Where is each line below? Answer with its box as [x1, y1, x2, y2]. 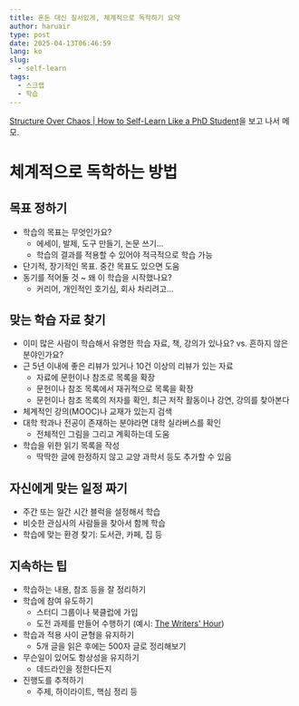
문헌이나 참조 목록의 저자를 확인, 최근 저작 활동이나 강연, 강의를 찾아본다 [35, 395, 290, 406]
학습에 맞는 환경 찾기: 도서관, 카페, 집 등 [22, 529, 163, 540]
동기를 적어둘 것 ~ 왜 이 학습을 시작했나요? [22, 271, 172, 282]
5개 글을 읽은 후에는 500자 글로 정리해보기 [35, 641, 187, 652]
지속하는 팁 [9, 558, 68, 574]
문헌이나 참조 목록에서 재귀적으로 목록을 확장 [35, 383, 194, 395]
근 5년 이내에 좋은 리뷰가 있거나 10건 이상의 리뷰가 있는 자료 [22, 360, 234, 372]
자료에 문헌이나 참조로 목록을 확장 [35, 372, 156, 383]
